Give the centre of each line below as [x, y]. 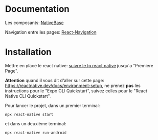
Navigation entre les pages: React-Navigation [51, 32]
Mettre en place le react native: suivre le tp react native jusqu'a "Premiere [79, 65]
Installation [28, 52]
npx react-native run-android [36, 133]
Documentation [37, 9]
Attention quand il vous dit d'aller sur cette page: [55, 80]
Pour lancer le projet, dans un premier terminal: [53, 105]
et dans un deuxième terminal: [36, 123]
